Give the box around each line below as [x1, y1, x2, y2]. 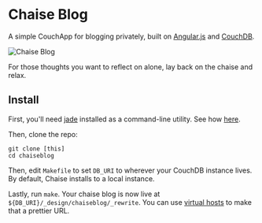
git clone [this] [8, 144, 65, 153]
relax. [8, 70, 27, 80]
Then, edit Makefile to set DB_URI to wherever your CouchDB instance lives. [8, 165, 253, 175]
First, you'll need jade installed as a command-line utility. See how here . [8, 114, 242, 124]
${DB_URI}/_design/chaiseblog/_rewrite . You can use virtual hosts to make [8, 197, 252, 206]
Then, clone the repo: [8, 129, 79, 139]
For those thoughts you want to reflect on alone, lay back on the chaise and [8, 61, 253, 72]
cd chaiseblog [8, 151, 55, 159]
